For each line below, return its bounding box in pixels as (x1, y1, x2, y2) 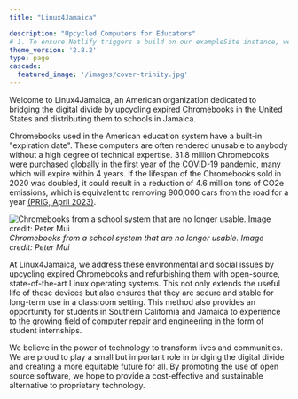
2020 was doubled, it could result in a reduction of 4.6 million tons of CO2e (9, 177, 285, 188)
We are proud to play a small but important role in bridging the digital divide (9, 351, 285, 362)
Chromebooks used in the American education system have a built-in (9, 130, 263, 141)
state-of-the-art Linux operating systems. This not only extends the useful (9, 278, 281, 288)
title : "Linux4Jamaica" (9, 12, 98, 22)
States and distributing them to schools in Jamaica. (9, 113, 197, 124)
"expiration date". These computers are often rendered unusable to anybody (9, 139, 288, 151)
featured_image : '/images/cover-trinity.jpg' (17, 70, 189, 80)
